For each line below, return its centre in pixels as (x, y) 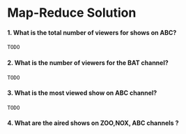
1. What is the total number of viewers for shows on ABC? (92, 32)
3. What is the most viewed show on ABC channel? (82, 93)
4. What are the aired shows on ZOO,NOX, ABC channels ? (93, 123)
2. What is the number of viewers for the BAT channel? (88, 62)
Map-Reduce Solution (72, 13)
